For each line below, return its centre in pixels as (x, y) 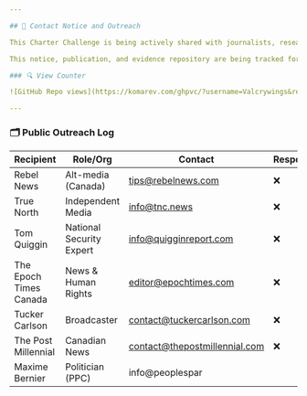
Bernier (30, 379)
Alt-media (87, 175)
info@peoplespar (165, 373)
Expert (79, 251)
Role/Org (92, 159)
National (83, 228)
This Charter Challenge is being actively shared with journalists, (143, 42)
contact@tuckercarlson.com (190, 320)
